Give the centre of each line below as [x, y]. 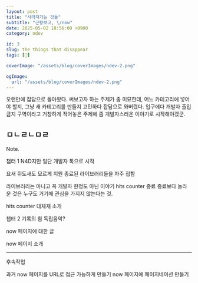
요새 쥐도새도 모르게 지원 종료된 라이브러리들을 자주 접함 [71, 174]
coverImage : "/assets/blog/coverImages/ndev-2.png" [71, 65]
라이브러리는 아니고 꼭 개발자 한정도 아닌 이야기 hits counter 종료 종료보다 [91, 186]
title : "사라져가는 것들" [34, 17]
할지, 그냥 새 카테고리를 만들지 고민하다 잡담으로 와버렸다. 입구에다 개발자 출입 [102, 107]
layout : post [22, 11]
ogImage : [17, 76]
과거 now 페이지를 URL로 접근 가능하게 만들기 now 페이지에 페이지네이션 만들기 [98, 274]
